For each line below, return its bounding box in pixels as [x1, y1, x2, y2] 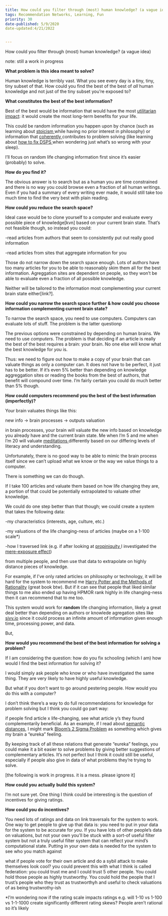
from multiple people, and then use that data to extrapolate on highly [5, 558, 146, 564]
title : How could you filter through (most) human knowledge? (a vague [5, 7, 157, 13]
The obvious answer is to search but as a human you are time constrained [5, 179, 157, 185]
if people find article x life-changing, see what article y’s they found [5, 715, 144, 721]
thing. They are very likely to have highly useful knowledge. [5, 675, 127, 681]
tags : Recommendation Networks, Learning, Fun [5, 12, 104, 17]
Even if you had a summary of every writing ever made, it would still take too [5, 189, 163, 196]
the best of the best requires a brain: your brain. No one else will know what [5, 341, 161, 347]
